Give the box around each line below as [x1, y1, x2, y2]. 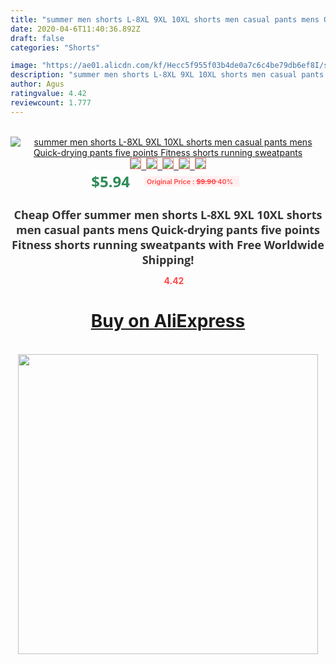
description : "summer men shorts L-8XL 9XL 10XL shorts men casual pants [10, 70, 325, 80]
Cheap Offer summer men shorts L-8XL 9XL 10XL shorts [13, 206, 323, 223]
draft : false [10, 33, 65, 43]
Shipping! [141, 251, 195, 268]
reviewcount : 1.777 [10, 97, 92, 108]
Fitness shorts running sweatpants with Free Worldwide [11, 236, 325, 253]
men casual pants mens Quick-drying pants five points [15, 221, 321, 238]
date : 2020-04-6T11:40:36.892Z [10, 24, 141, 34]
